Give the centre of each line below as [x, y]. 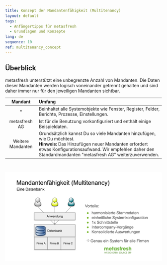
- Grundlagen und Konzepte [38, 32]
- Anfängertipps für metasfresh [43, 26]
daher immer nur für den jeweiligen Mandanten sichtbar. [63, 91]
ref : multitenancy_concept [33, 47]
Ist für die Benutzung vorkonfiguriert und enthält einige [95, 121]
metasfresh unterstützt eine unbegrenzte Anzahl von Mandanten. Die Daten [83, 80]
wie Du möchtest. [57, 138]
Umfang [47, 102]
